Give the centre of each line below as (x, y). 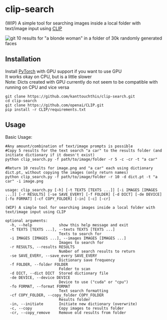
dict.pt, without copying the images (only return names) (67, 172)
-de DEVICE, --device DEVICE (40, 277)
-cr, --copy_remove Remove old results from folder (68, 312)
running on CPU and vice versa (37, 87)
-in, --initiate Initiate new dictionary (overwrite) (73, 304)
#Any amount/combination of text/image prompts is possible (69, 146)
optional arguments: (27, 221)
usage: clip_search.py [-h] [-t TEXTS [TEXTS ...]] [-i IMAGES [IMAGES (81, 190)
